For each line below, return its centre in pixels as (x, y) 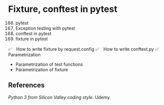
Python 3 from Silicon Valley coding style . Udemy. (60, 97)
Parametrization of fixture (42, 69)
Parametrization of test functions (49, 64)
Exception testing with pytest (45, 28)
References (26, 85)
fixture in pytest (31, 39)
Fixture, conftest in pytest (63, 9)
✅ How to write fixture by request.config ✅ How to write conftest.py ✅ (83, 49)
